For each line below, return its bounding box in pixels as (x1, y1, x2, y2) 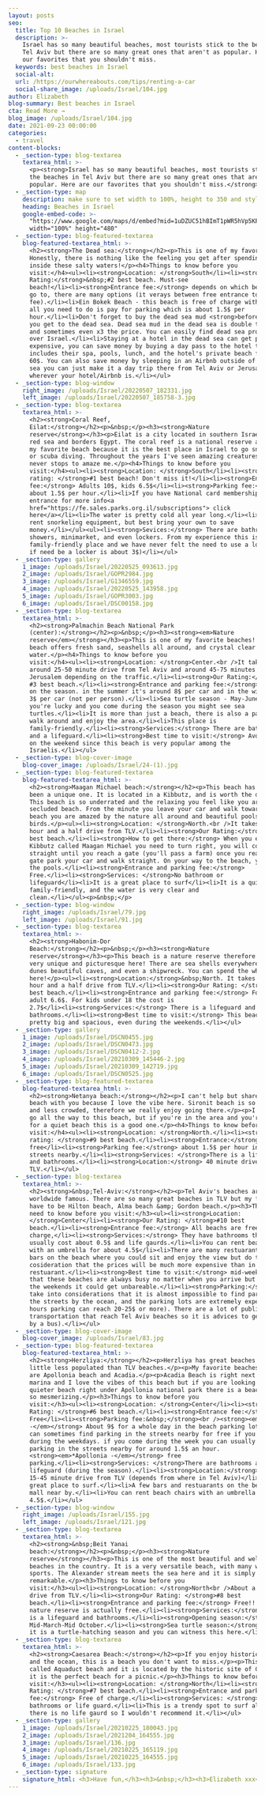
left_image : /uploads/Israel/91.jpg (22, 915, 144, 923)
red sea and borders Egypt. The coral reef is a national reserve (28, 438, 252, 446)
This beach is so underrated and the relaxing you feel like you (28, 798, 248, 806)
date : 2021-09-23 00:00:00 (8, 122, 97, 130)
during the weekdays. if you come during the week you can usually (28, 1437, 256, 1445)
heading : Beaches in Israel (22, 202, 114, 210)
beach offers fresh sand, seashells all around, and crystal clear (28, 643, 256, 652)
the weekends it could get (28, 1283, 118, 1291)
